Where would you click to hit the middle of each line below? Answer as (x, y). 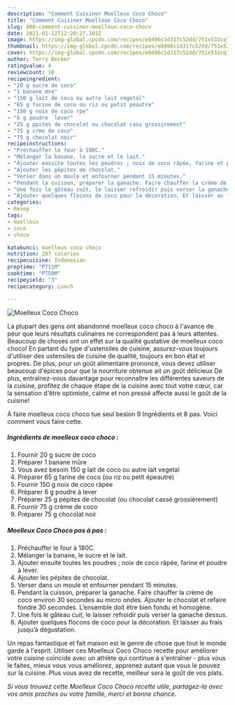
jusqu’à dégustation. (47, 629)
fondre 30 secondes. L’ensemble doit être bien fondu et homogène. (114, 607)
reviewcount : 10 (31, 72)
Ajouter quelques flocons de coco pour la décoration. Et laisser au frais (120, 622)
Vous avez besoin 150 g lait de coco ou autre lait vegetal (98, 470)
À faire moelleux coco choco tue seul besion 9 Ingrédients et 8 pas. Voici (113, 414)
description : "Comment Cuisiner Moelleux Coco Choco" (87, 14)
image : (17, 40)
